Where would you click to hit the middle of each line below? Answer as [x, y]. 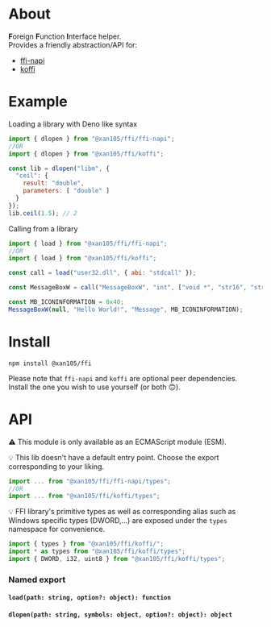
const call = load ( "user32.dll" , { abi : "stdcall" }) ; [102, 273]
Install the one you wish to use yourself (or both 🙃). [95, 387]
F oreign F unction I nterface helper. [65, 36]
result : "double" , [54, 183]
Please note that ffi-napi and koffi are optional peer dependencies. [123, 378]
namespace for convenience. [57, 529]
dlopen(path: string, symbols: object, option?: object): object [120, 615]
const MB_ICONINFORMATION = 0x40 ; [67, 302]
